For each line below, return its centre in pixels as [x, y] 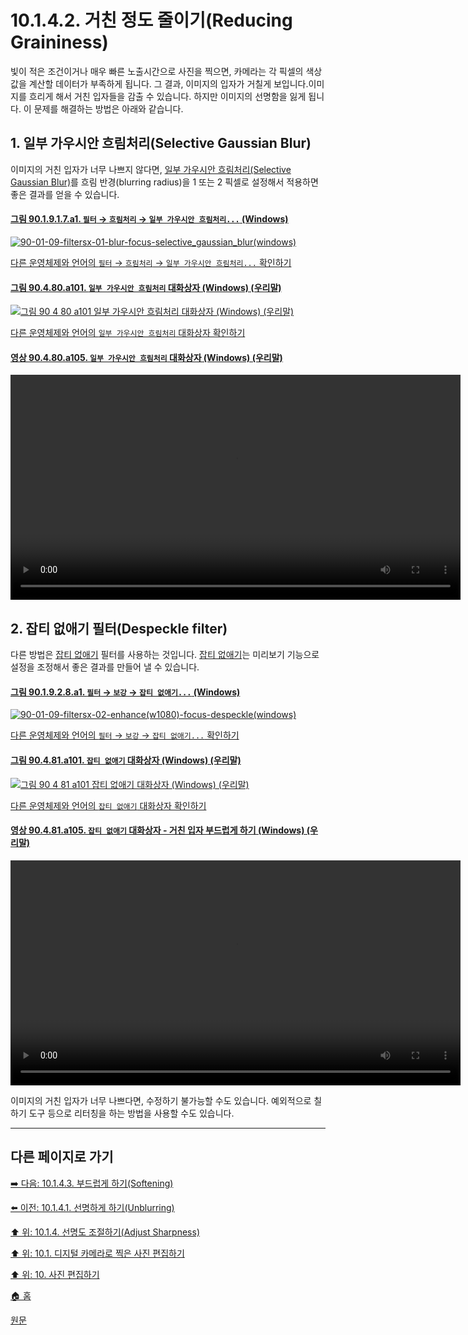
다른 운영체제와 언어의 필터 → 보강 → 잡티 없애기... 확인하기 [125, 735]
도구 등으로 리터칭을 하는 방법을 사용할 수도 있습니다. [131, 1113]
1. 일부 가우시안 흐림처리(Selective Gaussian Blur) [161, 143]
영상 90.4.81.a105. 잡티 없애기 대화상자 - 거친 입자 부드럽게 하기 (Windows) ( [160, 830]
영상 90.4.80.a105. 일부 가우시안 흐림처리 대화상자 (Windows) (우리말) [146, 357]
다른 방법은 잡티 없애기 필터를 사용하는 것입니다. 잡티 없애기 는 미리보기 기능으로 [165, 655]
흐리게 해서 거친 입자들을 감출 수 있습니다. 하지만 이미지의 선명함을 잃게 [167, 96]
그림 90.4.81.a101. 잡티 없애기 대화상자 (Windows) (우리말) [126, 760]
